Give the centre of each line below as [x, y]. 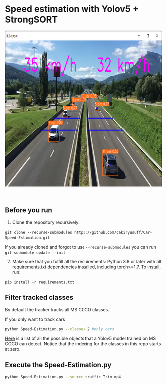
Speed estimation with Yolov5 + [72, 9]
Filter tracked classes [39, 298]
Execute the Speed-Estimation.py [58, 365]
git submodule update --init [35, 253]
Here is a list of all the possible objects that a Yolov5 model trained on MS [80, 338]
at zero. [13, 349]
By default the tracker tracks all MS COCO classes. [57, 309]
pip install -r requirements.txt [40, 282]
